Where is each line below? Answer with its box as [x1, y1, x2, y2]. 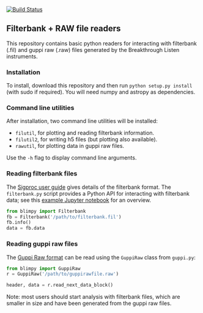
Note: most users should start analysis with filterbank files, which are [6, 293, 180, 301]
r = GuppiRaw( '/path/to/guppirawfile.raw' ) [6, 271, 119, 278]
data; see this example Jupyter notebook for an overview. [6, 196, 152, 204]
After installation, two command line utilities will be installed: [6, 117, 158, 125]
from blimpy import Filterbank [6, 208, 86, 214]
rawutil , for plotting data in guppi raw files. [15, 142, 124, 150]
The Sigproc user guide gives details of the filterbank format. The [6, 183, 171, 191]
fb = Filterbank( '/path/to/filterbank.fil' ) [6, 214, 122, 220]
